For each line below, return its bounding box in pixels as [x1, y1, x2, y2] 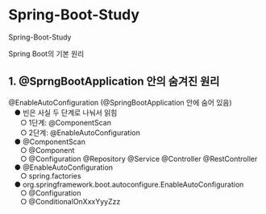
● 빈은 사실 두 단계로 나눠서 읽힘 [14, 107, 118, 117]
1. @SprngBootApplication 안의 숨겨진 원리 [8, 75, 220, 88]
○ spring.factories [19, 171, 82, 180]
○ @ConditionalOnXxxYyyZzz [19, 196, 121, 206]
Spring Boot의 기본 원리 [8, 48, 85, 58]
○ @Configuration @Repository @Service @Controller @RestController [19, 154, 258, 163]
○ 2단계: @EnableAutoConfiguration [19, 127, 141, 138]
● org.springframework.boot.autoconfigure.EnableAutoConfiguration [14, 179, 244, 189]
